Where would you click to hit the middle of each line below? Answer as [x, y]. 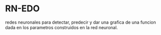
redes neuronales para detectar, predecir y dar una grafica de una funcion [81, 22]
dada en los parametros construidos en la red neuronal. [61, 27]
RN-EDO [22, 9]
